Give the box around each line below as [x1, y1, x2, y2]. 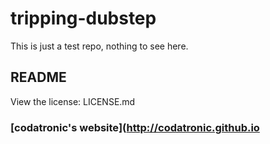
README [10, 69, 67, 86]
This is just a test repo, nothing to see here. [10, 40, 189, 52]
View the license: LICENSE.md [10, 95, 136, 107]
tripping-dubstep [10, 7, 157, 30]
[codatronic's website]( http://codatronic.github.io [10, 120, 260, 134]
